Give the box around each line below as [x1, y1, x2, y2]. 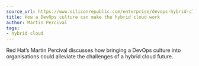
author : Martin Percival [6, 19, 68, 25]
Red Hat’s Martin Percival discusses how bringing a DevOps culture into [6, 47, 181, 54]
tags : [6, 25, 20, 31]
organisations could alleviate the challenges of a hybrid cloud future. [6, 53, 174, 60]
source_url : [6, 8, 36, 15]
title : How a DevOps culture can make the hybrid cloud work [6, 14, 161, 20]
